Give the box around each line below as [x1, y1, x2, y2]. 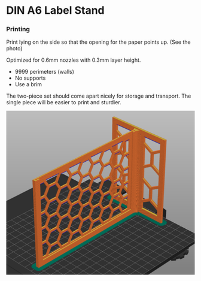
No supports [14, 74, 46, 81]
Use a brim [14, 81, 42, 88]
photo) [6, 45, 23, 52]
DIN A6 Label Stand [6, 4, 105, 17]
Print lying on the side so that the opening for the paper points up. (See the [6, 38, 191, 46]
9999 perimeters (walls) [14, 68, 75, 75]
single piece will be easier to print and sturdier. [6, 99, 121, 106]
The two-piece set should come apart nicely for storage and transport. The [6, 92, 191, 99]
